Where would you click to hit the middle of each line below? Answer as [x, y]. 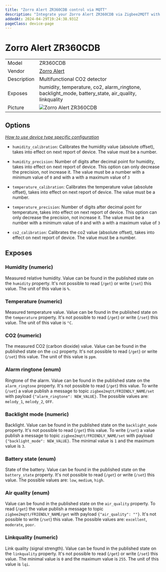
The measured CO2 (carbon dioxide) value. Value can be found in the [76, 346]
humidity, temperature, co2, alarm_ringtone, [90, 87]
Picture [16, 108]
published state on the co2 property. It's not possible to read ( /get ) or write [81, 351]
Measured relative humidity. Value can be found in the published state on [80, 278]
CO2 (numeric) [23, 335]
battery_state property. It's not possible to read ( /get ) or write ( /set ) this [80, 475]
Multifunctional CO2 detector [73, 79]
